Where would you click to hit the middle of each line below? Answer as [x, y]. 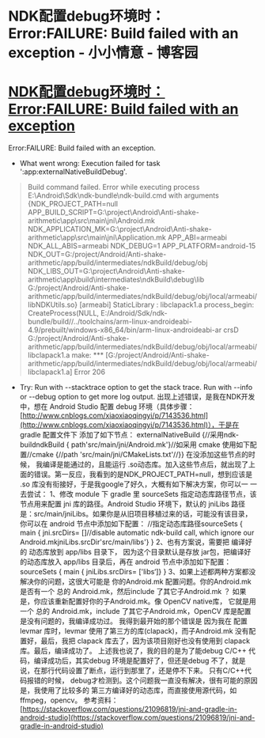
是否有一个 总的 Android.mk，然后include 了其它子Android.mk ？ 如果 [133, 592]
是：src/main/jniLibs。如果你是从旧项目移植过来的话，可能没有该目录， [136, 514]
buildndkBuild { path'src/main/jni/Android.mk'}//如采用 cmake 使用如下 [135, 445]
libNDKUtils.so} [53, 305]
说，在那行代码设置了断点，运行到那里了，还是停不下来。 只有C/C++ [132, 671]
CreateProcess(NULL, [63, 313]
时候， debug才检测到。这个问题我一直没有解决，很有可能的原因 [152, 680]
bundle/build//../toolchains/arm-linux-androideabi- [110, 322]
